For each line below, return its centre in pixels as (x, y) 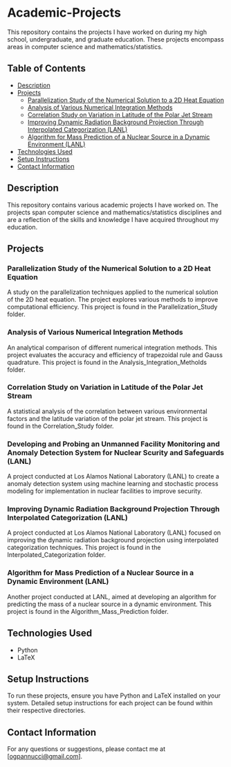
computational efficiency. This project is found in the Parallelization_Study (112, 307)
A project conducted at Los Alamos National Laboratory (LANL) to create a (113, 476)
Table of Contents (47, 68)
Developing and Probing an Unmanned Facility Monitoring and (113, 444)
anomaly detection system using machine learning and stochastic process (113, 484)
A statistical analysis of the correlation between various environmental (107, 411)
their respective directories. (46, 710)
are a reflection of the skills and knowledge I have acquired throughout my (113, 219)
